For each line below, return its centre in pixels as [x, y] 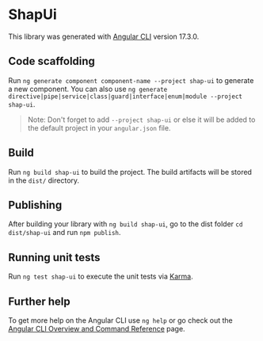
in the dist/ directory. [44, 180]
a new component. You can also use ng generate [88, 89]
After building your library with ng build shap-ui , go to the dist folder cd [126, 224]
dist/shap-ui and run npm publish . [65, 233]
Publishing [35, 205]
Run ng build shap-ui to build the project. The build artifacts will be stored [130, 172]
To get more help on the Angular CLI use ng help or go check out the [120, 320]
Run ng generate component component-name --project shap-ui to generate [131, 80]
